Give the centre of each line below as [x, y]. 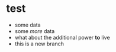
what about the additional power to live [62, 37]
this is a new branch [39, 44]
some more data [35, 31]
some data [28, 25]
